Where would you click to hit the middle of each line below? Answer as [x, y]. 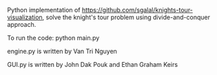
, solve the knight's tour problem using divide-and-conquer [126, 17]
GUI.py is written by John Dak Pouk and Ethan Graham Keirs [92, 64]
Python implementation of [44, 10]
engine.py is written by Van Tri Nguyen [62, 51]
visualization [25, 17]
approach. [22, 24]
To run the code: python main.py [53, 38]
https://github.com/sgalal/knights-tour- [137, 10]
